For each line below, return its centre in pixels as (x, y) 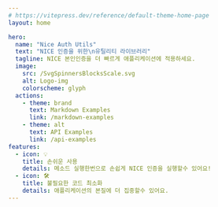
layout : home (30, 23)
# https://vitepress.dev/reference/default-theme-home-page (109, 15)
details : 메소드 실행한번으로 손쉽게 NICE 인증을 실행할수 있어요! (117, 169)
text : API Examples (61, 132)
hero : (17, 37)
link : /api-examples (63, 139)
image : (26, 67)
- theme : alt (44, 125)
